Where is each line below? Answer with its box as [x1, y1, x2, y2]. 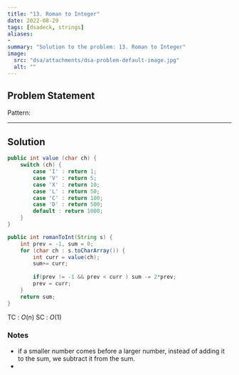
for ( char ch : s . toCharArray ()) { [20, 247, 126, 254]
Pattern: [7, 108, 31, 117]
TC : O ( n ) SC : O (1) [7, 312, 62, 321]
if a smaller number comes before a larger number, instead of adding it [17, 347, 225, 355]
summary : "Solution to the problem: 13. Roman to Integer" [7, 43, 186, 51]
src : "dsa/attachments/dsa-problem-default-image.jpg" [14, 57, 180, 64]
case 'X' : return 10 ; [33, 181, 100, 189]
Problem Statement [7, 90, 95, 102]
